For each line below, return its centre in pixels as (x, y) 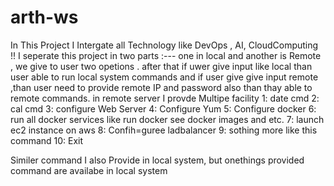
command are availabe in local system (89, 170)
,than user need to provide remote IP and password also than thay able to (161, 87)
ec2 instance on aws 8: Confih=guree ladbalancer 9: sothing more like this (164, 130)
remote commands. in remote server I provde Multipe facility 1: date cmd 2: (165, 98)
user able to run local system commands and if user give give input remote (164, 77)
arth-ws (44, 17)
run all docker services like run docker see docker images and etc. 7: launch (167, 119)
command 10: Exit (47, 140)
